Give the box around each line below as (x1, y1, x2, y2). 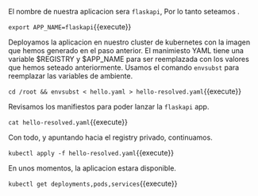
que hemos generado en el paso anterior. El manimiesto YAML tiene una (8, 46, 245, 55)
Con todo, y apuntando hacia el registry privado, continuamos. (8, 133, 213, 142)
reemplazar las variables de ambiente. (8, 71, 133, 80)
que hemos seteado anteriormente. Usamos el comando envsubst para (8, 63, 240, 72)
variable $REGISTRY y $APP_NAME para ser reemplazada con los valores (8, 55, 250, 63)
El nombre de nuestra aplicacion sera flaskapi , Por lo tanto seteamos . (8, 7, 240, 16)
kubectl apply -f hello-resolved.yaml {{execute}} (8, 148, 175, 157)
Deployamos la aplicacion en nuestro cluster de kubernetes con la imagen (8, 37, 251, 47)
